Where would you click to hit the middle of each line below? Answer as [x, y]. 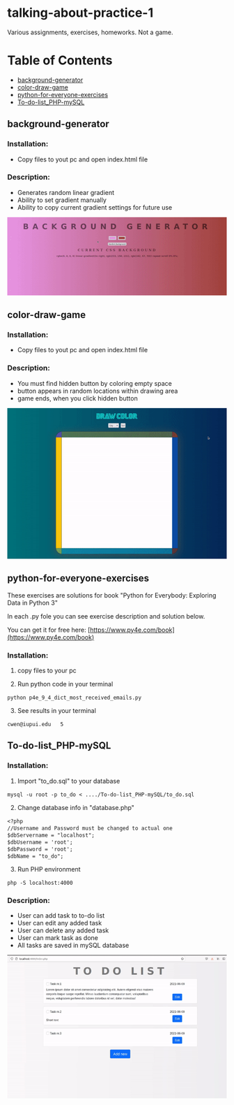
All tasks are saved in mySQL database [73, 946]
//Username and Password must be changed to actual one [90, 828]
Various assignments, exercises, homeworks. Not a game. [90, 32]
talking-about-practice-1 [80, 13]
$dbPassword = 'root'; [40, 849]
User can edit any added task [60, 923]
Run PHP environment [49, 869]
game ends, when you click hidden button [77, 398]
